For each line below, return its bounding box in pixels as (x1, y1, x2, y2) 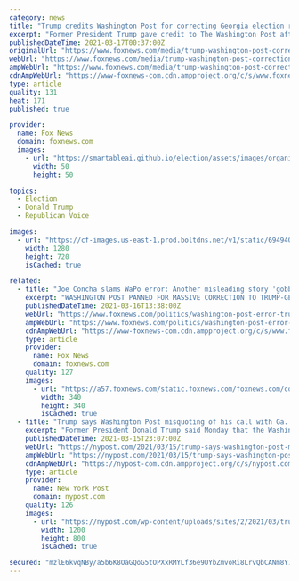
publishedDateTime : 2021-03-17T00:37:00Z (9, 37, 166, 47)
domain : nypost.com (32, 493, 105, 502)
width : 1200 (41, 526, 86, 535)
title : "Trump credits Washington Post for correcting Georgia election (9, 21, 285, 30)
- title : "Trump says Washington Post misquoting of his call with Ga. (17, 418, 289, 427)
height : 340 (41, 401, 86, 411)
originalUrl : (9, 46, 58, 55)
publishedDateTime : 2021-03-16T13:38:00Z (25, 302, 181, 311)
